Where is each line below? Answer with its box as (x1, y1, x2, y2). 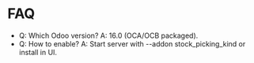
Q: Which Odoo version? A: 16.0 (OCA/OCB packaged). (18, 31, 199, 40)
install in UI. (18, 47, 57, 57)
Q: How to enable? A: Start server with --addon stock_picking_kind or (18, 39, 246, 48)
